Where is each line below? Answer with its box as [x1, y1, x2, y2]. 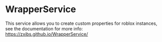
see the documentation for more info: [5, 25, 83, 31]
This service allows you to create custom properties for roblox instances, [5, 20, 157, 26]
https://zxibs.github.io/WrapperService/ [5, 31, 88, 37]
